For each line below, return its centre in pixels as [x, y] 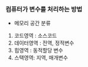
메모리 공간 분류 [32, 23]
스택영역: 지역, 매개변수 [41, 58]
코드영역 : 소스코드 [35, 36]
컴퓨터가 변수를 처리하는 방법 [44, 9]
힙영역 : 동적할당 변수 [38, 51]
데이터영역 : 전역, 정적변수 [44, 43]
